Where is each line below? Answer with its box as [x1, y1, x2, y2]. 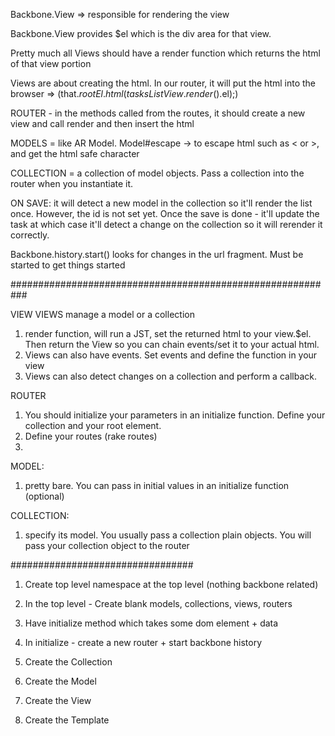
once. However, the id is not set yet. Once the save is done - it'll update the [10, 208, 320, 219]
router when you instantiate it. [10, 178, 134, 189]
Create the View [24, 695, 92, 706]
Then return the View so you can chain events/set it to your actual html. [24, 339, 320, 350]
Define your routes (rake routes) [24, 430, 158, 442]
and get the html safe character [10, 148, 140, 159]
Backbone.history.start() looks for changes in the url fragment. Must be [10, 249, 304, 260]
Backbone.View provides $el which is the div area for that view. [10, 28, 272, 39]
